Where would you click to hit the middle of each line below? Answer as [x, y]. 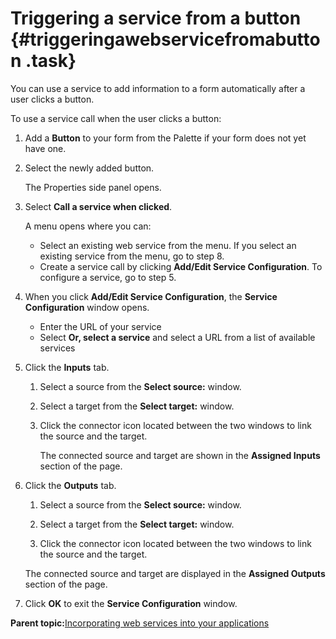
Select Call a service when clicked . [98, 206]
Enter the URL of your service [100, 326]
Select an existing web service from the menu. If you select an [168, 245]
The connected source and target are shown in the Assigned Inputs [180, 455]
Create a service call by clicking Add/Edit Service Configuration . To [181, 266]
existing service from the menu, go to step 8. [132, 256]
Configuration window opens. [87, 307]
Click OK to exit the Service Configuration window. [131, 603]
